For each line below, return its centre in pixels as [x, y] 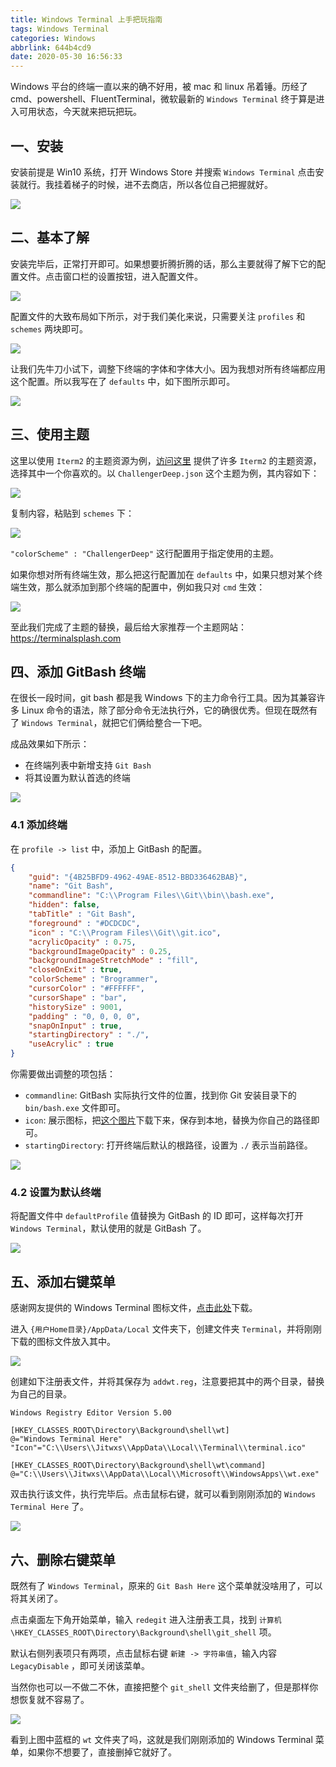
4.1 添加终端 [39, 825]
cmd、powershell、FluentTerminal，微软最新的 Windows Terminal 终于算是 [163, 99]
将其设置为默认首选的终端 [77, 778]
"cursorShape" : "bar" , [78, 997]
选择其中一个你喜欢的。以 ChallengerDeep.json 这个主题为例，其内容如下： [165, 473]
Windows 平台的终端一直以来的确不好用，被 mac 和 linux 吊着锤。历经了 [159, 87]
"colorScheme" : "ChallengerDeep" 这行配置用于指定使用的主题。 [145, 553]
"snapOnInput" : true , [75, 1026]
